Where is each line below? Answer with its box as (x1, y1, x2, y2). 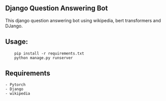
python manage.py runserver (14, 55, 73, 60)
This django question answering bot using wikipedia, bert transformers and (5, 17, 161, 23)
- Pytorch (5, 82, 26, 87)
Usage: (5, 37, 29, 46)
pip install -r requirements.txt (14, 50, 85, 56)
